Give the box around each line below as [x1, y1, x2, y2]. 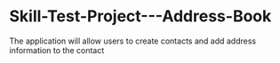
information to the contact [9, 44, 105, 55]
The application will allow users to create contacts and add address [9, 35, 256, 46]
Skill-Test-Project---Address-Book [9, 6, 272, 27]
